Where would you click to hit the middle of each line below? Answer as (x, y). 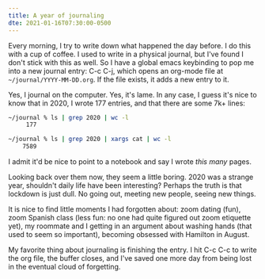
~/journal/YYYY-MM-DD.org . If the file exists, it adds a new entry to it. (119, 79)
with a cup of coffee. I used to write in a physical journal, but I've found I (126, 54)
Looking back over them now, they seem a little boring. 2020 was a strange (131, 177)
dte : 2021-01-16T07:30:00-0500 (60, 23)
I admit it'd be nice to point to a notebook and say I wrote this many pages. (130, 162)
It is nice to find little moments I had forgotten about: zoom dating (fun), (125, 209)
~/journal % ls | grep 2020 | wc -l (68, 117)
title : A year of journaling (56, 15)
